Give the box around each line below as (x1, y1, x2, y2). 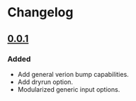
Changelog (7, 4, 74, 21)
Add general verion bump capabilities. (17, 70, 129, 78)
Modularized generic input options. (17, 85, 120, 93)
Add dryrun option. (17, 78, 73, 86)
